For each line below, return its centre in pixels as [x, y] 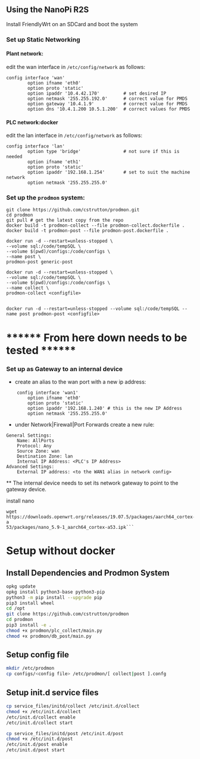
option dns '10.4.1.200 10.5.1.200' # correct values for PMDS [109, 109]
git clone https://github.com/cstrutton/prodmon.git [73, 210]
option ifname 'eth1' [54, 162]
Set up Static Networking [43, 39]
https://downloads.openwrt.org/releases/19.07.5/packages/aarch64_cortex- [101, 517]
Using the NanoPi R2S [48, 10]
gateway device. [26, 489]
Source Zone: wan [38, 451]
